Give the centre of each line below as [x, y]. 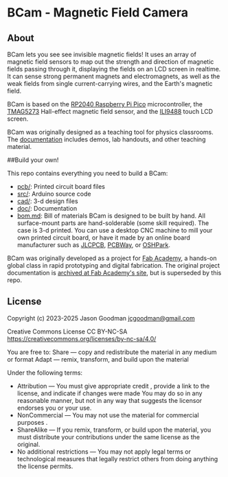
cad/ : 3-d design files [47, 201]
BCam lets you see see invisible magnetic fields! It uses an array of [102, 54]
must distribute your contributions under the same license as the [109, 437]
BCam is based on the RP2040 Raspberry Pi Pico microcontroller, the [105, 104]
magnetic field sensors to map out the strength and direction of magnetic [111, 62]
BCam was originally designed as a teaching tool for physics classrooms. [111, 132]
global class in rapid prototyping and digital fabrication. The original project [114, 265]
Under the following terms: [45, 373]
